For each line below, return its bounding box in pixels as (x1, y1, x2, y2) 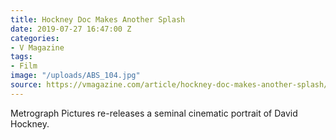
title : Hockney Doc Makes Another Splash (10, 14, 186, 25)
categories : (10, 33, 60, 43)
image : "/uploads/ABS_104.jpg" (10, 71, 141, 81)
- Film (10, 61, 38, 71)
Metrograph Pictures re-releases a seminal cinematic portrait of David (10, 107, 298, 119)
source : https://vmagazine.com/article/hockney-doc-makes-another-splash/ (10, 80, 329, 90)
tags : (10, 52, 33, 62)
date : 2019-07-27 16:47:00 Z (10, 24, 132, 34)
